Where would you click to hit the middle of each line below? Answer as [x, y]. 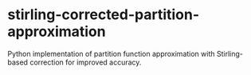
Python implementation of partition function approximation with [112, 53]
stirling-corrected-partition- [104, 15]
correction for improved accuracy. [86, 62]
